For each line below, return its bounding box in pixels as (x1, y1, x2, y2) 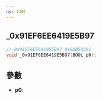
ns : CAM (6, 8, 26, 15)
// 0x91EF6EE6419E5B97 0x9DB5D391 (6, 47, 92, 52)
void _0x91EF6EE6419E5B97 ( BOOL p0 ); (6, 52, 97, 58)
